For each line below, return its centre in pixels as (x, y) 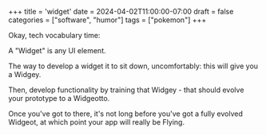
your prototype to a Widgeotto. (59, 98)
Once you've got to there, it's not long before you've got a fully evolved (126, 114)
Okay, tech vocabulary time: (54, 35)
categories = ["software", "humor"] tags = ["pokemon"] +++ (107, 20)
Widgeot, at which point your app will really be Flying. (97, 122)
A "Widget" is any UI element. (57, 50)
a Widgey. (25, 74)
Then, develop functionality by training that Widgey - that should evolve (126, 90)
